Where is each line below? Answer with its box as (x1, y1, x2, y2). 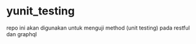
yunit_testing (6, 4, 75, 18)
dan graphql (6, 30, 37, 37)
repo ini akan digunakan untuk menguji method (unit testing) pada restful (6, 24, 190, 31)
